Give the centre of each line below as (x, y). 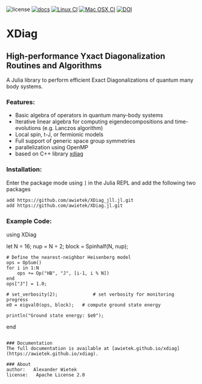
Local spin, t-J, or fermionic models (59, 135)
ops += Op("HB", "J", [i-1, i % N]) (64, 273)
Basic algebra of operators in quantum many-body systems (89, 116)
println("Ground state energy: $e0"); (55, 315)
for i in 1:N (23, 268)
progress (17, 299)
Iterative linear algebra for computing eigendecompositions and (94, 122)
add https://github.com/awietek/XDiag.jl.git (64, 206)
